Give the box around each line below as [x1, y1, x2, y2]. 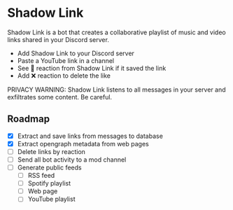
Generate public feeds [17, 163, 82, 171]
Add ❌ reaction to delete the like [17, 71, 111, 80]
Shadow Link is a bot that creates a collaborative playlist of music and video [7, 28, 226, 36]
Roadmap [7, 113, 50, 125]
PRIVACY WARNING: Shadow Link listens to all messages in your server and [7, 85, 226, 94]
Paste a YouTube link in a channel [17, 56, 114, 64]
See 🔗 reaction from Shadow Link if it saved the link [17, 64, 167, 72]
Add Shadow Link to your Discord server [17, 49, 135, 57]
